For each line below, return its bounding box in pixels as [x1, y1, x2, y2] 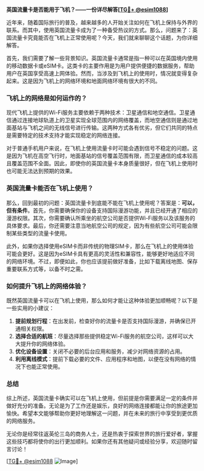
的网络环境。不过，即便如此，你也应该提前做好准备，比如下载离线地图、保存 [6, 258, 198, 265]
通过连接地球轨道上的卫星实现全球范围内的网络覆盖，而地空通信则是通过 [11, 117, 192, 124]
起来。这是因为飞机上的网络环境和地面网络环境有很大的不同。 [6, 77, 161, 84]
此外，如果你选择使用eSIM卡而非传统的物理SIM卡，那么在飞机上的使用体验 [6, 242, 194, 250]
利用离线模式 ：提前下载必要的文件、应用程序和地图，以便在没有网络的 [15, 355, 191, 362]
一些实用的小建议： [6, 304, 55, 312]
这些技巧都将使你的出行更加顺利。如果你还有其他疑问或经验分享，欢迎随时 [6, 438, 192, 445]
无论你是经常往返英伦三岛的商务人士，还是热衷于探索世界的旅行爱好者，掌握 [6, 430, 198, 438]
